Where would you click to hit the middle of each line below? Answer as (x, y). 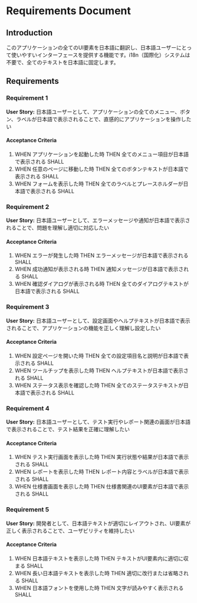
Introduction (29, 33)
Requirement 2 (28, 207)
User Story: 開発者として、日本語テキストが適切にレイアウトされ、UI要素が (98, 523)
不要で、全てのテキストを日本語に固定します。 (63, 62)
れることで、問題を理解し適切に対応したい (58, 228)
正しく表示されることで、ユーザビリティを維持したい (70, 530)
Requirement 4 (28, 408)
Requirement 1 (27, 98)
